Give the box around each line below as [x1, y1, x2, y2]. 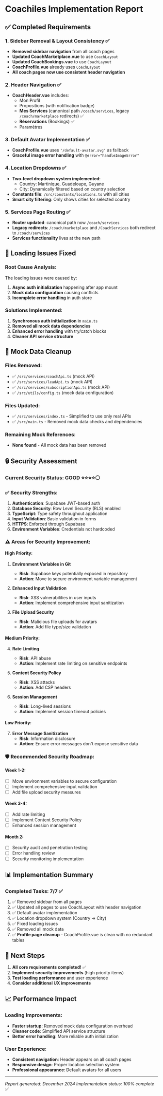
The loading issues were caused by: [5, 275, 77, 281]
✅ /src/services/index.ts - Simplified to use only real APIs [12, 413, 131, 419]
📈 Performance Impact [5, 995, 77, 1003]
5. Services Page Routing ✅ [5, 208, 71, 215]
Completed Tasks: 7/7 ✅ [5, 888, 63, 894]
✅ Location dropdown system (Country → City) [12, 915, 107, 921]
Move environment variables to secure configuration [12, 778, 117, 784]
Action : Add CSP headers [19, 684, 71, 690]
